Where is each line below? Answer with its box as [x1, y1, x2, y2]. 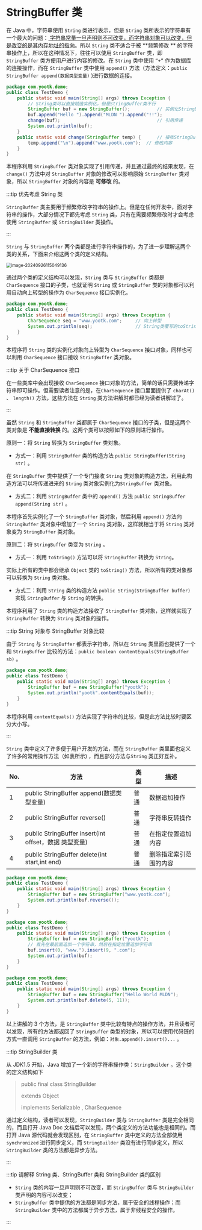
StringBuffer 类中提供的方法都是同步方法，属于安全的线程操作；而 [14, 1199, 181, 1206]
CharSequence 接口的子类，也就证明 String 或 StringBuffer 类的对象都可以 [6, 281, 189, 289]
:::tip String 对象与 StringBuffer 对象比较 [6, 627, 105, 635]
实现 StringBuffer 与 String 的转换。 [14, 594, 107, 601]
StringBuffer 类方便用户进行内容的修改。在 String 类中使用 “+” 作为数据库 [6, 57, 192, 64]
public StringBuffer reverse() [25, 813, 106, 821]
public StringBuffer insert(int [25, 829, 106, 838]
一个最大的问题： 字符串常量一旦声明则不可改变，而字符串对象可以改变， [6, 34, 187, 41]
